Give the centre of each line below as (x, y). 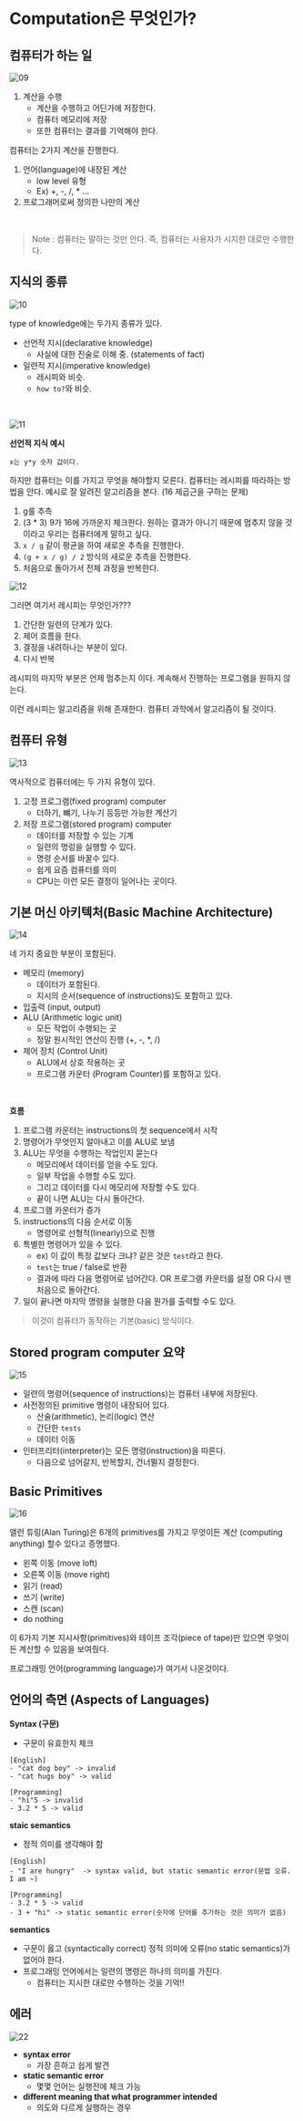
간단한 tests (59, 1428)
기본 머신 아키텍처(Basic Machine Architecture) (141, 913)
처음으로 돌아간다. (68, 1290)
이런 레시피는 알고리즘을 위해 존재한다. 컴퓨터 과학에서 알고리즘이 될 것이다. (143, 709)
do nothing (43, 1619)
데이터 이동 (56, 1440)
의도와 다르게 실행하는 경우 (84, 2107)
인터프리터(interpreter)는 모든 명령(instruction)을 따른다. (124, 1450)
